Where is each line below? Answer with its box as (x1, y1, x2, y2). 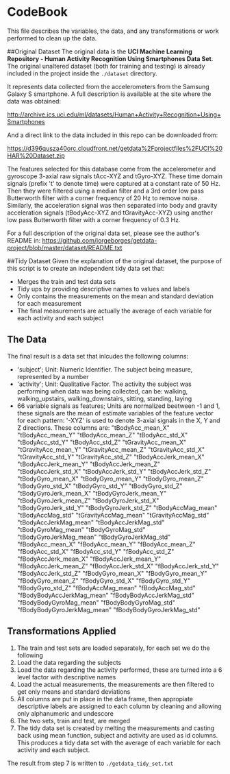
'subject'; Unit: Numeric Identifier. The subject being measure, (16, 365, 193, 374)
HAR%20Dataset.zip (7, 152, 65, 160)
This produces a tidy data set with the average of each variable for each (16, 738, 221, 747)
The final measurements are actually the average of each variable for (16, 306, 212, 315)
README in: (7, 236, 41, 244)
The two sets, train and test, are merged (16, 716, 131, 725)
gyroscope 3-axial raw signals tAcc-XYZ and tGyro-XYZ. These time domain (7, 172, 223, 180)
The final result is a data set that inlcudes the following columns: (7, 352, 189, 360)
